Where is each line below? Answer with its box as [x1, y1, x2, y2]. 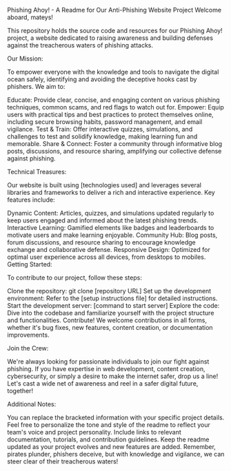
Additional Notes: [7, 400, 57, 408]
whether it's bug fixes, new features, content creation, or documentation [7, 324, 213, 331]
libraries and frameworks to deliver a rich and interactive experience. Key [7, 189, 215, 196]
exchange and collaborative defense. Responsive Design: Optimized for [7, 246, 210, 253]
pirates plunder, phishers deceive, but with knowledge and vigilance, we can [7, 450, 225, 458]
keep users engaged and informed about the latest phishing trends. [7, 216, 199, 224]
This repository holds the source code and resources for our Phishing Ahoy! [7, 27, 223, 34]
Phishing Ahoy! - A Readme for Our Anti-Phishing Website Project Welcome [7, 6, 222, 14]
